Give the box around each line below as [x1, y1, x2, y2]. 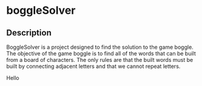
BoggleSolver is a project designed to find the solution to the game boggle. [6, 43, 194, 51]
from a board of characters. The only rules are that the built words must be [6, 57, 194, 63]
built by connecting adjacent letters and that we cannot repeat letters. [6, 63, 181, 70]
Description [6, 28, 52, 38]
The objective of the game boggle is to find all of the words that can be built [6, 50, 196, 57]
